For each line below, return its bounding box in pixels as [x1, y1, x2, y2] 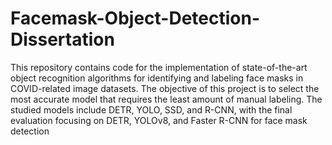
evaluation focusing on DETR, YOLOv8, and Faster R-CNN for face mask [10, 114, 308, 126]
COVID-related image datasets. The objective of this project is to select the [10, 82, 320, 94]
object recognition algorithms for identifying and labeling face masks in [10, 72, 304, 84]
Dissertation [10, 28, 115, 51]
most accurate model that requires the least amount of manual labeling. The [10, 93, 323, 105]
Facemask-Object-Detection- [10, 7, 261, 30]
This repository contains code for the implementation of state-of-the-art [10, 61, 308, 73]
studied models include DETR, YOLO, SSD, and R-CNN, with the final [10, 103, 293, 116]
